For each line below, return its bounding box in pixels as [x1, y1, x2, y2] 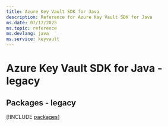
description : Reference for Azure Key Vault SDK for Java [6, 14, 153, 20]
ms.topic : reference [6, 25, 58, 31]
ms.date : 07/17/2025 [6, 20, 58, 25]
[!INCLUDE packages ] [6, 114, 60, 120]
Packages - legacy [6, 98, 76, 108]
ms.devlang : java [6, 31, 49, 37]
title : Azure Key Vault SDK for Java [6, 8, 100, 15]
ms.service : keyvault [6, 36, 60, 42]
